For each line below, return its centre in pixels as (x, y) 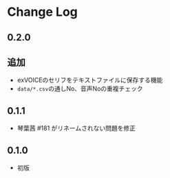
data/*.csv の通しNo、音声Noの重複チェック (80, 89)
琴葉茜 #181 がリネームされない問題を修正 (76, 129)
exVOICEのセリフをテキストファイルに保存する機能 (90, 80)
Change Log (42, 12)
